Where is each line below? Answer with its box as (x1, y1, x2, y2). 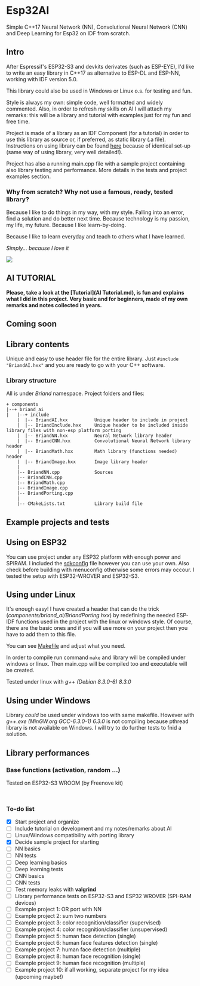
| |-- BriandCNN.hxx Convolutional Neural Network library (17, 438, 191, 444)
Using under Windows (6, 696, 91, 706)
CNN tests (14, 879, 41, 886)
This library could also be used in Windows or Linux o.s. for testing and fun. (6, 87, 192, 94)
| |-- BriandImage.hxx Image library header (17, 459, 148, 465)
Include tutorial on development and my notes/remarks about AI (14, 825, 172, 832)
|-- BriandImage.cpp (17, 485, 68, 491)
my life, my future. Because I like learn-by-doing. (6, 222, 127, 229)
